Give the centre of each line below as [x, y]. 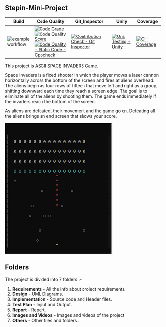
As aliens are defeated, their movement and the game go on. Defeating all [80, 111]
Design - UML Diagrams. [38, 294]
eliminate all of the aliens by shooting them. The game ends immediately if [81, 96]
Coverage [147, 21]
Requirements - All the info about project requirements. [69, 289]
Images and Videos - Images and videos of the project [68, 315]
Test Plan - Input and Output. [42, 304]
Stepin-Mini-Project [37, 8]
